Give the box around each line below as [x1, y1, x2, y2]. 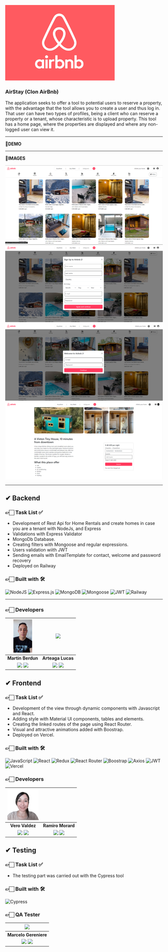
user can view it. [20, 126, 55, 132]
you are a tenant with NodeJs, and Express [12, 526, 101, 532]
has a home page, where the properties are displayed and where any [5, 121, 147, 127]
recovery [12, 557, 31, 563]
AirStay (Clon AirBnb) [5, 88, 59, 95]
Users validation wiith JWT [12, 547, 68, 553]
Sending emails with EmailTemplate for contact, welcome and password [12, 552, 161, 558]
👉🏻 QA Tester [5, 911, 40, 918]
